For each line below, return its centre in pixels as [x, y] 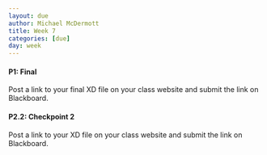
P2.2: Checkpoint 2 [42, 116]
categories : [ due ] [39, 38]
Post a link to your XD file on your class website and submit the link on [125, 135]
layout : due [28, 16]
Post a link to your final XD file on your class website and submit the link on [133, 90]
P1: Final [23, 71]
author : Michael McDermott [54, 23]
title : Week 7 [32, 31]
